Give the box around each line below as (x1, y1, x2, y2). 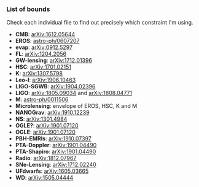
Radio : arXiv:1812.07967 (15, 155, 77, 162)
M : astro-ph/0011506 (15, 96, 69, 103)
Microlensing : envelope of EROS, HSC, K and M (15, 102, 138, 110)
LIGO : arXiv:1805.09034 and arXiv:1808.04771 (15, 90, 133, 97)
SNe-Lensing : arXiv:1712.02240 (15, 161, 96, 169)
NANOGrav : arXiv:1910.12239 (15, 109, 90, 116)
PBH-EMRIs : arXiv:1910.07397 (15, 135, 92, 142)
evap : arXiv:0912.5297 (15, 44, 72, 51)
